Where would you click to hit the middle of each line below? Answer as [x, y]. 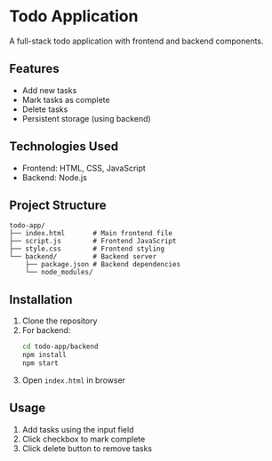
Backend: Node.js [54, 177]
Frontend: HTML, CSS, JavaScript [84, 168]
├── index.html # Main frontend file [91, 234]
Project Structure [58, 205]
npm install [44, 355]
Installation [41, 299]
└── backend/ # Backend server [83, 257]
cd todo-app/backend [60, 347]
